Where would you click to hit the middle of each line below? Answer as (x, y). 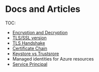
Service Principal (30, 64)
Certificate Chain (30, 48)
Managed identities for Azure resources (53, 59)
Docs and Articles (43, 9)
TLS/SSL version (30, 38)
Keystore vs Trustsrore (36, 54)
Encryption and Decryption (40, 32)
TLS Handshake (29, 43)
